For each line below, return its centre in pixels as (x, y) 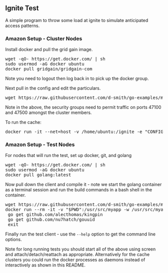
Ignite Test (22, 8)
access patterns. (22, 25)
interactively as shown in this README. (45, 265)
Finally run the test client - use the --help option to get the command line (80, 234)
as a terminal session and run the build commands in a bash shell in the (79, 190)
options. (14, 239)
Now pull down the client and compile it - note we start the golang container (83, 184)
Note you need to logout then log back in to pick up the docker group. (77, 78)
